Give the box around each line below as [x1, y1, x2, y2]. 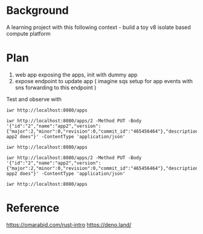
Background [6, 4, 69, 17]
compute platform [6, 30, 51, 37]
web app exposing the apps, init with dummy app [14, 71, 138, 78]
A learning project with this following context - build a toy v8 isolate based [6, 24, 192, 31]
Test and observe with [6, 95, 62, 103]
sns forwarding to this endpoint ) [14, 84, 97, 91]
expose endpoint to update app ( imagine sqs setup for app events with [14, 77, 193, 84]
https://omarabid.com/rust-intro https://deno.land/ [6, 221, 132, 228]
